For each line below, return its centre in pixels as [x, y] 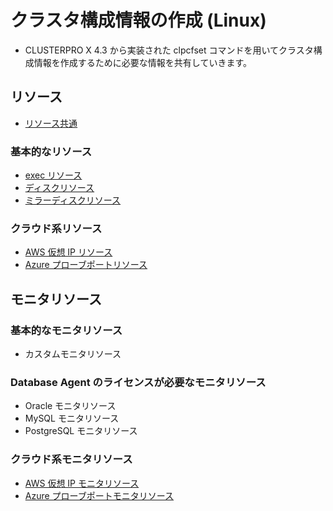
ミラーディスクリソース [73, 200]
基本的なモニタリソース [66, 330]
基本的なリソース [51, 151]
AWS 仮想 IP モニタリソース [82, 483]
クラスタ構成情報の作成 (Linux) [138, 20]
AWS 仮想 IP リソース [68, 252]
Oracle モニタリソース [70, 406]
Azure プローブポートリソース [86, 265]
